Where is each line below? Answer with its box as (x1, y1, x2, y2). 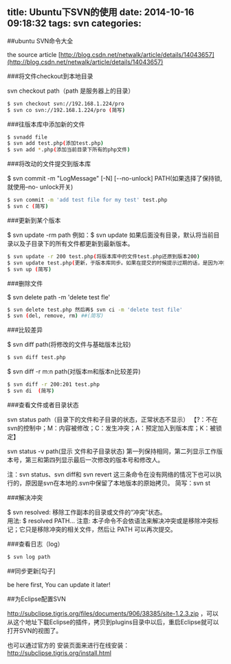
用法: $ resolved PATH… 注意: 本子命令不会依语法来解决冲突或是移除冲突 (7, 516, 213, 525)
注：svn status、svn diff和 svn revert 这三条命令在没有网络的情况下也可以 (7, 470, 216, 479)
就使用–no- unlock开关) (7, 183, 74, 191)
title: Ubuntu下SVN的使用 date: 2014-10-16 (7, 6, 195, 19)
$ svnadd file (7, 133, 48, 141)
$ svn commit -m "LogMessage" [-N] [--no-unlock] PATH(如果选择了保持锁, (7, 174, 222, 183)
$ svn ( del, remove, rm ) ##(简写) (7, 312, 104, 319)
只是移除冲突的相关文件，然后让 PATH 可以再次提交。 (25, 525, 177, 534)
